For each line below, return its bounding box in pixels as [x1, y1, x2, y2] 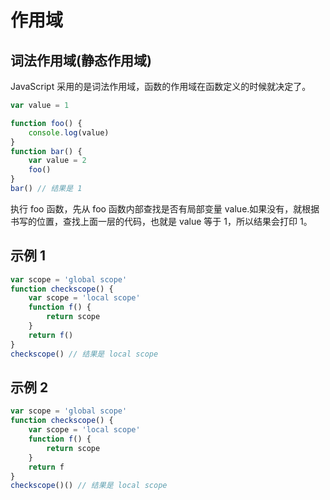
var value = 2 [28, 156, 87, 166]
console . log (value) [28, 127, 110, 138]
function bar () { [10, 146, 83, 156]
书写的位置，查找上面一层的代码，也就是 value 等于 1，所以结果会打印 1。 [10, 215, 313, 227]
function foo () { [10, 118, 83, 128]
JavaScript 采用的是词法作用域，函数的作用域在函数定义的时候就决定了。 [10, 81, 312, 92]
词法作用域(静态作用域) [10, 52, 152, 69]
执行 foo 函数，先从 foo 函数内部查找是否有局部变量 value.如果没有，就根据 [10, 202, 320, 215]
